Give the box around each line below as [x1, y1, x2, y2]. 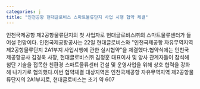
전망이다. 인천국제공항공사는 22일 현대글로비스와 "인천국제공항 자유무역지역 [17, 39, 193, 46]
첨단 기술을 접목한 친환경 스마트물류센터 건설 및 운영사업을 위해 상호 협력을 [6, 61, 180, 68]
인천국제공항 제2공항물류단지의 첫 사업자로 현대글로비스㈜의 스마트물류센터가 [6, 31, 186, 39]
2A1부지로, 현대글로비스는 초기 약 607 [26, 75, 115, 83]
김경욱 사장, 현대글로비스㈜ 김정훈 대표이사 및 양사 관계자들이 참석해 [32, 53, 189, 61]
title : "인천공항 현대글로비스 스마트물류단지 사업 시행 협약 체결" [6, 14, 148, 20]
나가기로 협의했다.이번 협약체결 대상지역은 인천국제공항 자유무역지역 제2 [12, 68, 180, 75]
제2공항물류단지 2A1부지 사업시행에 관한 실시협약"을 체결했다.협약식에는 [6, 46, 174, 53]
